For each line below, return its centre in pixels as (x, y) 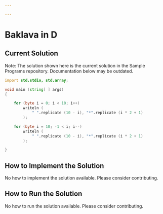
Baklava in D (31, 35)
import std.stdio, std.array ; (37, 80)
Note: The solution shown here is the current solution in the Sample (75, 65)
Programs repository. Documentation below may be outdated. (69, 71)
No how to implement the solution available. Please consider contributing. (81, 178)
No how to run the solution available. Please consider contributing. (74, 206)
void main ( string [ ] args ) (34, 89)
